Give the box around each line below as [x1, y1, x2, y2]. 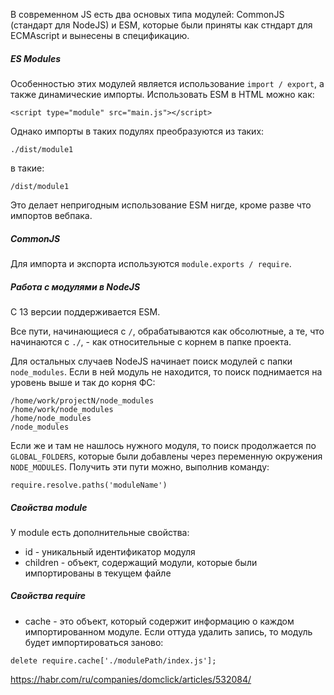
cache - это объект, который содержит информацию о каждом [24, 615, 295, 627]
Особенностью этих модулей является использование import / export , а [10, 77, 325, 89]
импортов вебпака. [10, 209, 93, 221]
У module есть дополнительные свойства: [10, 526, 190, 538]
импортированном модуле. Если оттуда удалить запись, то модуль [24, 625, 313, 638]
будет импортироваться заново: [24, 636, 164, 648]
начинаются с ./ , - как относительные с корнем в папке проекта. [10, 335, 292, 348]
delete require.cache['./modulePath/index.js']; [10, 655, 217, 666]
